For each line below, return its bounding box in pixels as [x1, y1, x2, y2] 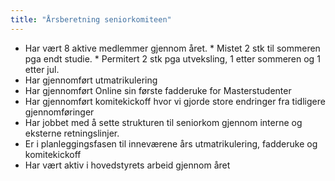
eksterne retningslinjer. [24, 127, 120, 139]
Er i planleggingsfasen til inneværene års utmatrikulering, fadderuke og [24, 137, 318, 150]
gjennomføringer [24, 106, 95, 118]
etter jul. [24, 63, 60, 75]
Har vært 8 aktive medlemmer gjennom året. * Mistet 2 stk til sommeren [24, 42, 321, 54]
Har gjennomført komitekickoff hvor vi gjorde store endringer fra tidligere [24, 95, 326, 107]
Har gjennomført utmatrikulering [24, 74, 158, 86]
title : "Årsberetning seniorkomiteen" [10, 14, 172, 25]
